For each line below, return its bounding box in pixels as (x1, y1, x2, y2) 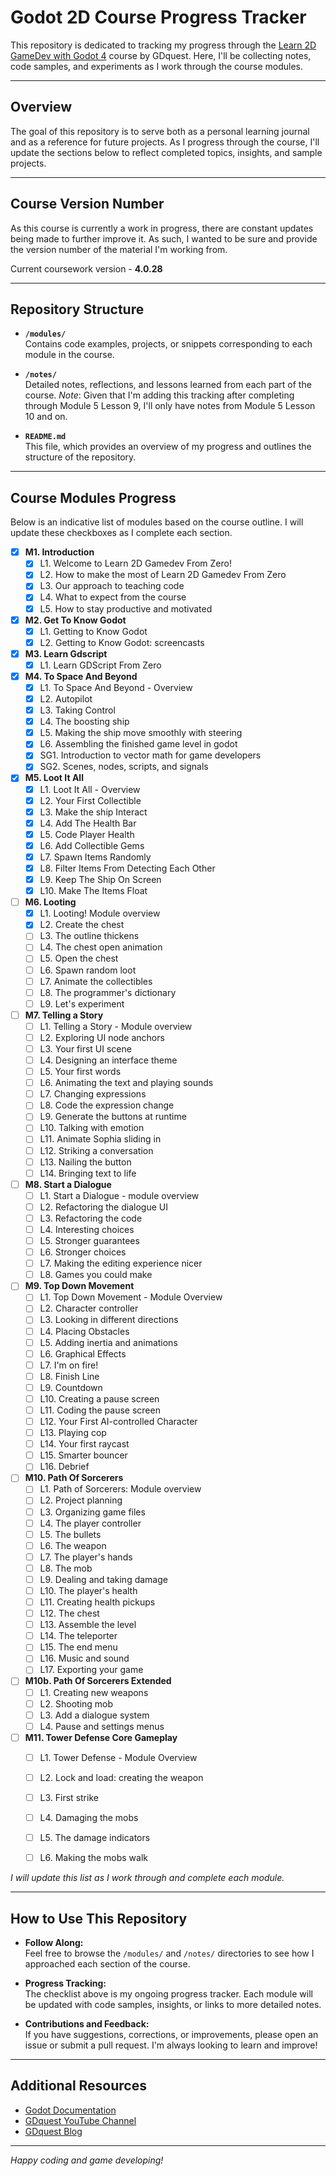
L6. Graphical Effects (39, 1347, 127, 1360)
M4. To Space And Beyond (24, 670, 138, 682)
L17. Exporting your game (39, 1664, 144, 1676)
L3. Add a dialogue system (39, 1709, 150, 1721)
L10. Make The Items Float (39, 885, 148, 897)
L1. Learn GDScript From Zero (39, 659, 162, 671)
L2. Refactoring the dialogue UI (39, 1201, 168, 1213)
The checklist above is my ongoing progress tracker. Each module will (24, 1988, 313, 2000)
